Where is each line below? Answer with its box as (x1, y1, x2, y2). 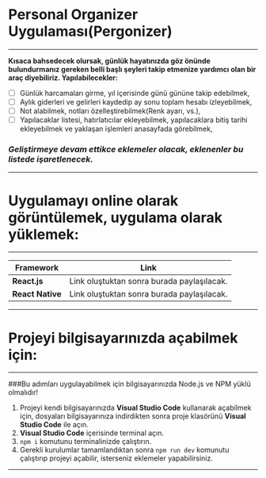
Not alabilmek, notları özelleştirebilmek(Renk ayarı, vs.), (19, 106, 201, 116)
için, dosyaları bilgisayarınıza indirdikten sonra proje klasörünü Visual (19, 411, 247, 421)
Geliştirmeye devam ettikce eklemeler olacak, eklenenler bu (8, 144, 244, 155)
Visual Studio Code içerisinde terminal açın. (19, 428, 165, 438)
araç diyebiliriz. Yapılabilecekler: (8, 73, 119, 82)
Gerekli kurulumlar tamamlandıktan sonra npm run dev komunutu (19, 445, 230, 455)
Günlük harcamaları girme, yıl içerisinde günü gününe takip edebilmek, (19, 88, 250, 98)
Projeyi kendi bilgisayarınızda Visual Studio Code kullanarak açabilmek (19, 403, 252, 413)
